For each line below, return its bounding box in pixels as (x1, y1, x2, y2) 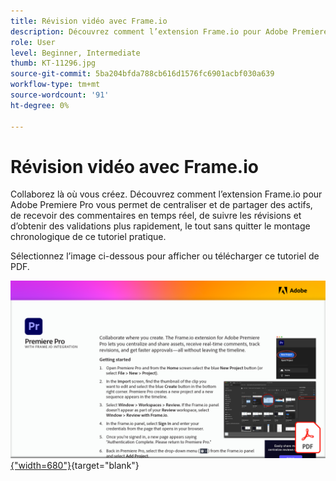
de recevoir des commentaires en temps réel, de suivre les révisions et (10, 210, 302, 222)
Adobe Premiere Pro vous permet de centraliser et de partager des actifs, (10, 199, 313, 211)
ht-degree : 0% (10, 100, 70, 110)
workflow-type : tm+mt (10, 80, 101, 90)
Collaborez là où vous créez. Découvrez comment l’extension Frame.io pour (10, 188, 323, 200)
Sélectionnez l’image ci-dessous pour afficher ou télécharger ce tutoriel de (10, 250, 320, 262)
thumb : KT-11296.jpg (10, 58, 97, 69)
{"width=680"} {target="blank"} (10, 459, 140, 471)
